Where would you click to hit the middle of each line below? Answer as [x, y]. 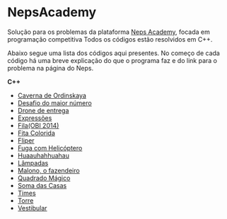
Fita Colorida [36, 133]
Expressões [35, 118]
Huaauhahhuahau [43, 155]
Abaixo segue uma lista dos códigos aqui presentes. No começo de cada [114, 53]
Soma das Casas [42, 185]
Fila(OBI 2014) [38, 125]
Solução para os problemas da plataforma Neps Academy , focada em [109, 32]
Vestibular [32, 208]
